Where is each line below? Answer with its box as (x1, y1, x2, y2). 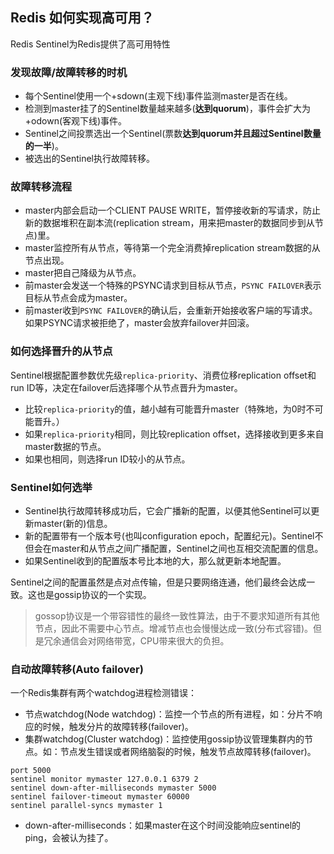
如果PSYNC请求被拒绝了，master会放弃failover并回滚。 (24, 317, 255, 329)
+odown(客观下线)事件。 (24, 115, 128, 127)
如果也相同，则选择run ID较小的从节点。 (24, 453, 191, 465)
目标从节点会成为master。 (24, 292, 133, 304)
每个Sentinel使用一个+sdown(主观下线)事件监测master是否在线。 (24, 90, 293, 102)
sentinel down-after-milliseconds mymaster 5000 (10, 783, 217, 793)
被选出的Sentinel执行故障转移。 (24, 153, 156, 165)
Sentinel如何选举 (10, 480, 93, 494)
